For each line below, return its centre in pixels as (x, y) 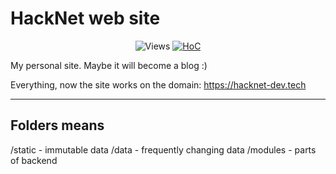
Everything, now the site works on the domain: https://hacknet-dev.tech (158, 84)
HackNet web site (85, 18)
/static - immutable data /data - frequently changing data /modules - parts (163, 149)
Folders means (57, 125)
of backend (34, 160)
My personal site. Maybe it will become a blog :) (109, 65)
